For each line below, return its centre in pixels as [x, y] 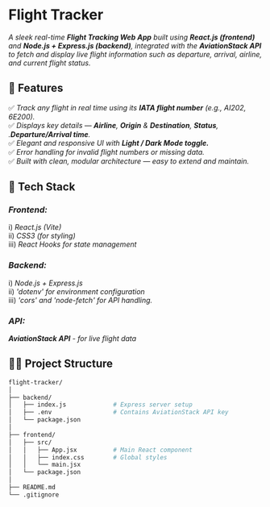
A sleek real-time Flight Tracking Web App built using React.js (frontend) [132, 37]
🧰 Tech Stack [42, 187]
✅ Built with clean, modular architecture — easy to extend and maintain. [129, 161]
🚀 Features [36, 88]
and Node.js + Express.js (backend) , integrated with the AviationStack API [135, 45]
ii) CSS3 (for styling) [42, 236]
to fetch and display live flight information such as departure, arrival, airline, [135, 54]
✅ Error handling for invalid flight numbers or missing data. [107, 152]
